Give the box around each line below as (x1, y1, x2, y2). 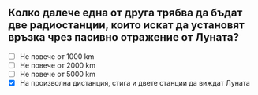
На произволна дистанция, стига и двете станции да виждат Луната (19, 79, 250, 87)
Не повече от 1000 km (19, 51, 95, 61)
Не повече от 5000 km (19, 69, 96, 79)
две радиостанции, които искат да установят (8, 19, 245, 32)
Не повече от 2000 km (19, 60, 96, 70)
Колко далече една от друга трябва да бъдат (8, 6, 243, 20)
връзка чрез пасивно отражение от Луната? (8, 31, 239, 44)
